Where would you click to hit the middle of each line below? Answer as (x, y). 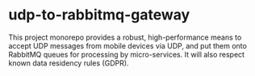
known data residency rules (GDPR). (69, 63)
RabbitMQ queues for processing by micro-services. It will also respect (126, 54)
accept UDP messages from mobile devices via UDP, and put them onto (128, 45)
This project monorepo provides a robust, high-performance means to (125, 37)
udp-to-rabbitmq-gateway (99, 15)
